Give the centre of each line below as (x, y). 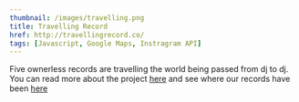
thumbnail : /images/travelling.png (77, 18)
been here (29, 88)
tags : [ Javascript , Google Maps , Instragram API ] (106, 43)
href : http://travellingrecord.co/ (77, 35)
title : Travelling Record (58, 26)
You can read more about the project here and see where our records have (150, 79)
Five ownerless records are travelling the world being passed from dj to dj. (149, 69)
